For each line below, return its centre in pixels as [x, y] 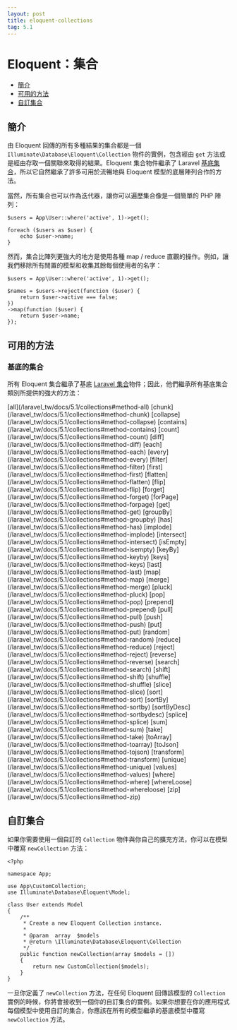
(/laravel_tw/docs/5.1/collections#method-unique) [79, 767]
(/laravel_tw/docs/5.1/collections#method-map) [76, 579]
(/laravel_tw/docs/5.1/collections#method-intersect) [82, 541]
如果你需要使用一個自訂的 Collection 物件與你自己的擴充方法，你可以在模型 [117, 839]
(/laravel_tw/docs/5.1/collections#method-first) [75, 474]
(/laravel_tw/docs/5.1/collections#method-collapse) [82, 421]
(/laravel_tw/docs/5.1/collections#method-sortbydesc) [86, 714]
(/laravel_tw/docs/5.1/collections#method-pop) [75, 601]
